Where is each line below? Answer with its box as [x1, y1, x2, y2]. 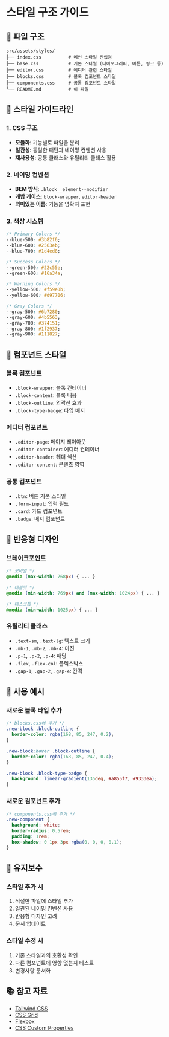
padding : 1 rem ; [11, 833, 50, 840]
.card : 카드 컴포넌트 [14, 507, 63, 514]
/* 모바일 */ [6, 568, 35, 574]
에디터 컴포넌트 [6, 423, 48, 431]
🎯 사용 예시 [6, 686, 45, 697]
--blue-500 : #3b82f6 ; [6, 237, 61, 243]
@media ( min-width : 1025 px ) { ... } [6, 607, 98, 613]
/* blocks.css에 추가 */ [6, 720, 65, 726]
